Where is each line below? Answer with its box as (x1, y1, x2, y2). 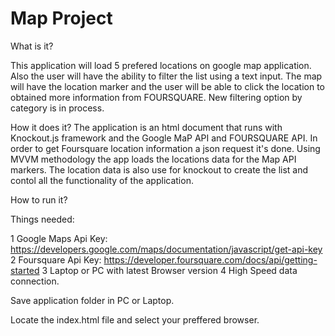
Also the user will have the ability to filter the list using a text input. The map (10, 70, 323, 82)
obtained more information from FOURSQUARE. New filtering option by (10, 91, 303, 103)
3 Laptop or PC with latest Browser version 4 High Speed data (41, 264, 298, 276)
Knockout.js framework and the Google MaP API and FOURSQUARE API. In (10, 132, 318, 144)
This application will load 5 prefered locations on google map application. (10, 59, 312, 71)
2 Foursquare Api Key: (10, 253, 102, 266)
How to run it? (10, 193, 68, 206)
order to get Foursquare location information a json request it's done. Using (10, 142, 321, 154)
